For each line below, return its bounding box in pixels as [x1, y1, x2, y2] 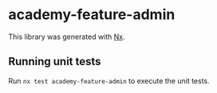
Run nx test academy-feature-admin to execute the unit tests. [8, 76, 210, 85]
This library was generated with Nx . [8, 32, 125, 41]
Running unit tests [8, 55, 101, 68]
